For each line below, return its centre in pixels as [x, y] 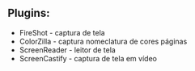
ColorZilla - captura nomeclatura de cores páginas [103, 41]
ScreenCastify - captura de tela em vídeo [88, 58]
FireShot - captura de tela [62, 32]
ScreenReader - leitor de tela [68, 50]
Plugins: [29, 13]
